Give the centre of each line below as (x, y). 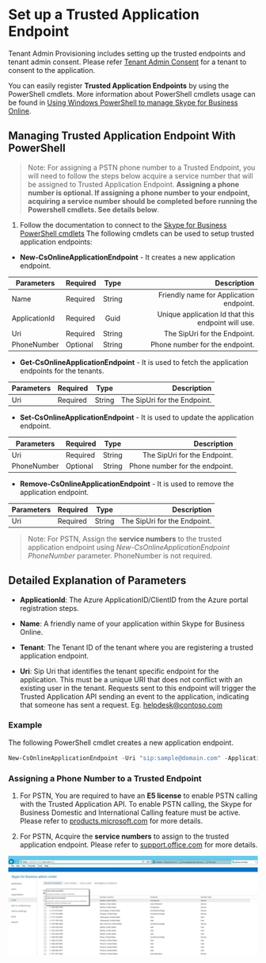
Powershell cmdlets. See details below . (93, 209)
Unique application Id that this (206, 314)
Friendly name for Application (206, 294)
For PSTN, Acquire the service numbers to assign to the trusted (124, 836)
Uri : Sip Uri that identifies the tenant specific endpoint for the (119, 671)
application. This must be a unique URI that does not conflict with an (131, 679)
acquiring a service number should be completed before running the (142, 201)
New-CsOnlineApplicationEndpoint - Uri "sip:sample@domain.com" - (118, 758)
